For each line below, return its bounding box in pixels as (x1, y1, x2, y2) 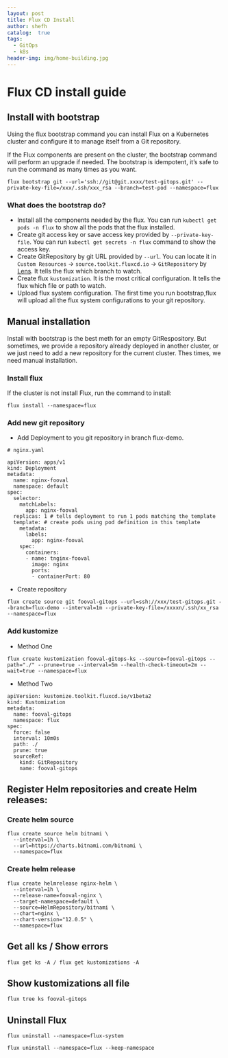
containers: (25, 549, 60, 556)
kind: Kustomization (7, 699, 66, 706)
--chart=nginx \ (13, 910, 60, 917)
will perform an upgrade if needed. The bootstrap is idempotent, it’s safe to (7, 157, 219, 166)
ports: (31, 567, 51, 574)
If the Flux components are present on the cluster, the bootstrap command (7, 150, 218, 159)
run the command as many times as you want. (7, 165, 137, 173)
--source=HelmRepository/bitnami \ (13, 904, 115, 911)
